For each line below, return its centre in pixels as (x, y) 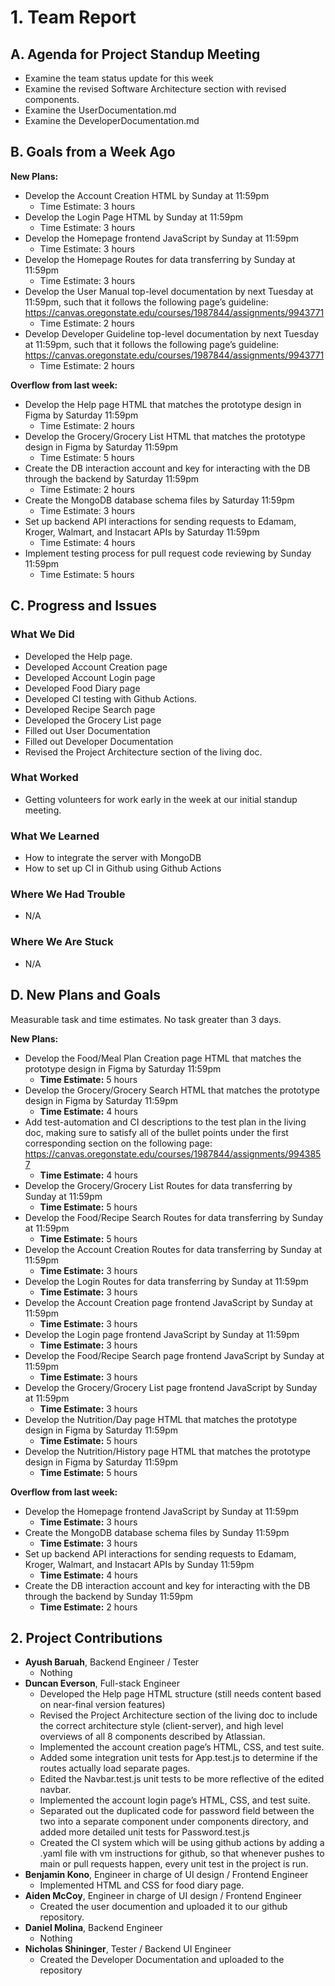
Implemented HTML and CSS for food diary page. (142, 1885)
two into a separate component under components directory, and (174, 1822)
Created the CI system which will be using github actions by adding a (182, 1843)
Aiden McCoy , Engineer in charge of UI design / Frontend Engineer (163, 1896)
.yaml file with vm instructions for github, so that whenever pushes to (182, 1853)
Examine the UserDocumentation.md (100, 110)
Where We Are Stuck (62, 942)
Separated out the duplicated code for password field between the (177, 1811)
